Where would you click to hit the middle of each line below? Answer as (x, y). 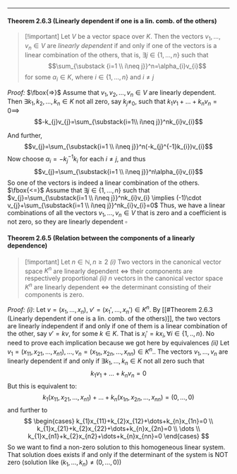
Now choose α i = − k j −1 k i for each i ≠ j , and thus (77, 159)
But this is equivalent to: (42, 386)
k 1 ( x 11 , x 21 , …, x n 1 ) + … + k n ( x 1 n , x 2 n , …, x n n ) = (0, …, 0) (119, 398)
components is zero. (54, 294)
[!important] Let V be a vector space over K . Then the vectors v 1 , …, (122, 37)
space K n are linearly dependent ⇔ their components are (108, 270)
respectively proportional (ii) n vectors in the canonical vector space (124, 278)
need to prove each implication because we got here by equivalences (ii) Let (119, 343)
